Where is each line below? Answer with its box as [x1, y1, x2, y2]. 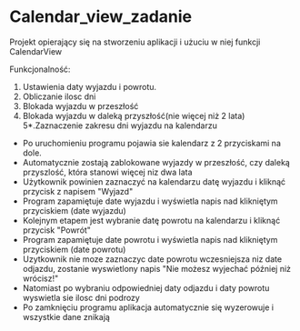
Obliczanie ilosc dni [22, 91, 96, 102]
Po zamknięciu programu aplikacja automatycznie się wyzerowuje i [22, 302, 275, 313]
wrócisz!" [22, 273, 59, 284]
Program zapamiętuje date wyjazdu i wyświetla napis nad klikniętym [22, 196, 279, 206]
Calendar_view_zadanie [9, 6, 193, 27]
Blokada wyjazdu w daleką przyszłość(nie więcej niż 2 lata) [22, 110, 245, 121]
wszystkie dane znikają [22, 311, 111, 322]
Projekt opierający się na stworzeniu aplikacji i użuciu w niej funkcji [9, 36, 261, 47]
